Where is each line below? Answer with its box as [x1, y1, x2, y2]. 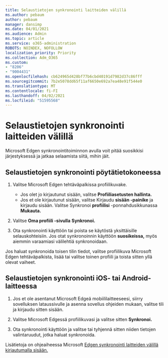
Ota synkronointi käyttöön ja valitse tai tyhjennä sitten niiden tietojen [12, 326, 156, 332]
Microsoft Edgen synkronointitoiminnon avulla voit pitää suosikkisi [5, 148, 144, 154]
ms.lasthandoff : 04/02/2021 [5, 93, 65, 98]
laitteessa [5, 282, 37, 290]
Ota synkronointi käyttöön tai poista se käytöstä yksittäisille [12, 228, 137, 233]
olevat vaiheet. [5, 259, 37, 265]
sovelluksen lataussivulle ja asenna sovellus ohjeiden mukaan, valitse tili [12, 301, 164, 307]
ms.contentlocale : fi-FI [5, 88, 58, 94]
